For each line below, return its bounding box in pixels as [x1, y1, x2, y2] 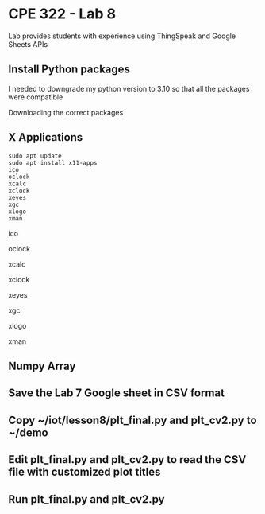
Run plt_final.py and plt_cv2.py [8, 493, 165, 506]
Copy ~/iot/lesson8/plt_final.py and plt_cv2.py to [8, 413, 257, 426]
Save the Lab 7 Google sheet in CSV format [8, 387, 225, 400]
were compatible [8, 92, 63, 102]
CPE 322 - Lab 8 [8, 5, 117, 23]
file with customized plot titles [8, 465, 161, 479]
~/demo [8, 426, 49, 439]
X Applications [8, 130, 83, 144]
